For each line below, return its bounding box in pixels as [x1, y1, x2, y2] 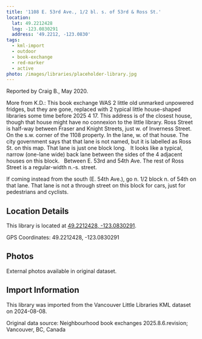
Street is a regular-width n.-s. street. [6, 164, 97, 171]
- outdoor [12, 49, 36, 55]
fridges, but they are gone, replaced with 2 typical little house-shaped [6, 106, 181, 113]
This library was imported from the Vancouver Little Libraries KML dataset [6, 301, 191, 308]
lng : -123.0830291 [12, 25, 59, 32]
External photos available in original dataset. [6, 267, 117, 275]
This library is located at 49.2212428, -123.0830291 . [6, 222, 136, 229]
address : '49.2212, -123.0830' [12, 32, 91, 38]
